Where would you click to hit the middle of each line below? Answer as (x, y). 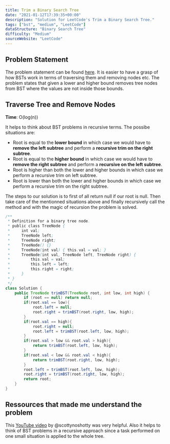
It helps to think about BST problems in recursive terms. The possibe (78, 127)
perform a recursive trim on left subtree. (55, 175)
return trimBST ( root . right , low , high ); (76, 360)
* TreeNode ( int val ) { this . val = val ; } (57, 250)
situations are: (20, 132)
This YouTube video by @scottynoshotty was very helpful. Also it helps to (83, 425)
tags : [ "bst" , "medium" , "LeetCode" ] (46, 24)
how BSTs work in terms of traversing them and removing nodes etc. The (82, 77)
